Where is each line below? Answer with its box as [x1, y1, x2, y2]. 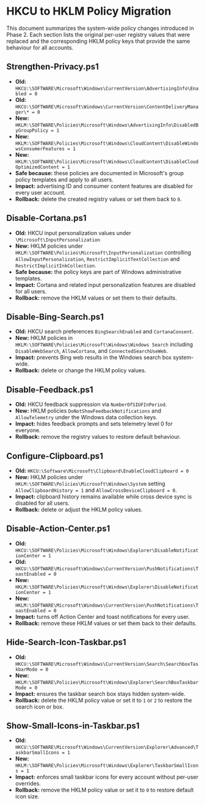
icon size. [15, 793, 40, 800]
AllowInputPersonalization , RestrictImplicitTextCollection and [15, 255, 180, 262]
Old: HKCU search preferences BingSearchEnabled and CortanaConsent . [15, 328, 194, 335]
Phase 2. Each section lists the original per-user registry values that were [6, 31, 190, 38]
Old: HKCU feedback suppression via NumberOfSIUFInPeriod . [15, 401, 167, 408]
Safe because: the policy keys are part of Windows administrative [15, 268, 182, 275]
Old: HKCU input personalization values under [15, 229, 132, 236]
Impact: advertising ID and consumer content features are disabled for [15, 182, 193, 190]
